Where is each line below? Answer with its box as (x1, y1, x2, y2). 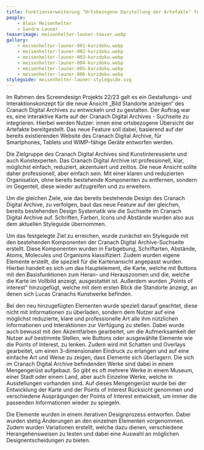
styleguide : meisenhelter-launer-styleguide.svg (6, 77, 132, 83)
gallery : (6, 37, 29, 43)
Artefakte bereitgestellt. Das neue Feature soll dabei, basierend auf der (6, 126, 184, 133)
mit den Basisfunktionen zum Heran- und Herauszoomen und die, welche (6, 271, 190, 279)
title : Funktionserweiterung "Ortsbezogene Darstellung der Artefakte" (6, 9, 191, 15)
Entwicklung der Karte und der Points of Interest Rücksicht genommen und (6, 386, 194, 393)
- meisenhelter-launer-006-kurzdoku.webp (17, 71, 123, 77)
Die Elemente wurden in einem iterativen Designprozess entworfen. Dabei (6, 411, 191, 418)
